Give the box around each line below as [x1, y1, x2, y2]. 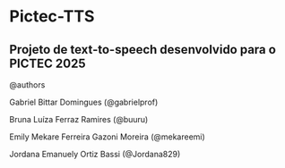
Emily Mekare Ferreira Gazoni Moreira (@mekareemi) [9, 131, 206, 142]
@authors [9, 80, 46, 90]
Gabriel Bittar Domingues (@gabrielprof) [9, 97, 159, 107]
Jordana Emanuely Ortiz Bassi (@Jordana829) [9, 149, 181, 159]
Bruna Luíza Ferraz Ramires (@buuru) [9, 114, 149, 124]
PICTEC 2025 [9, 55, 86, 71]
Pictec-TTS [9, 6, 95, 27]
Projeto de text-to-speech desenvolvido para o [9, 42, 276, 57]
